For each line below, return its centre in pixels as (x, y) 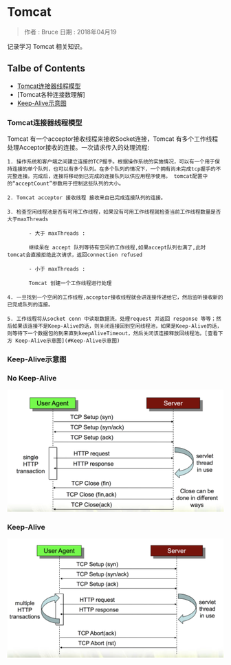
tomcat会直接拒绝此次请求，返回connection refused (75, 255)
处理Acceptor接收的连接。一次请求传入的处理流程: (78, 148)
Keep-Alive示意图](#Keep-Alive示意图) (68, 341)
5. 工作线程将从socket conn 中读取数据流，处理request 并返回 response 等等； (112, 319)
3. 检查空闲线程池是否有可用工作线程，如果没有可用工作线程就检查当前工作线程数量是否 (114, 212)
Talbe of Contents (46, 68)
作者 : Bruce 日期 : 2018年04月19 (70, 32)
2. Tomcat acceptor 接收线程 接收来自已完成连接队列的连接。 (87, 198)
